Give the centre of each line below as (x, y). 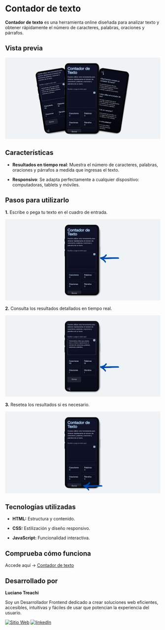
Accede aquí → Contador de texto (40, 565)
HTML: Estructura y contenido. (44, 519)
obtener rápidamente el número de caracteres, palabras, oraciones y (75, 27)
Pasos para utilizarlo (37, 200)
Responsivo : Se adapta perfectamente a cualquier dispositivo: (76, 179)
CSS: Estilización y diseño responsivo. (51, 528)
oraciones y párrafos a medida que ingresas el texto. (66, 170)
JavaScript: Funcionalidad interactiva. (51, 538)
